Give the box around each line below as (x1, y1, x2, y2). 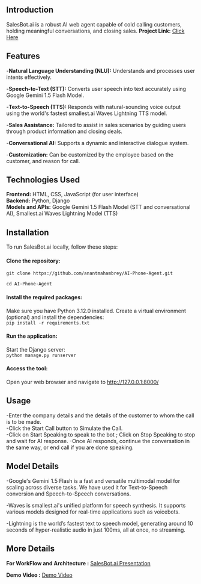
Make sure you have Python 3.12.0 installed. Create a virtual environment (6, 307, 187, 314)
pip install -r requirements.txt (6, 320, 90, 326)
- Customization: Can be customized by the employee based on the (6, 151, 174, 158)
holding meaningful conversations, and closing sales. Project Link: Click (6, 27, 185, 34)
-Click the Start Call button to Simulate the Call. (6, 424, 123, 432)
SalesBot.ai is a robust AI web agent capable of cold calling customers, (6, 20, 182, 28)
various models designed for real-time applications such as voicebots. (6, 508, 180, 515)
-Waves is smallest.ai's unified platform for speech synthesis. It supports (6, 502, 186, 509)
